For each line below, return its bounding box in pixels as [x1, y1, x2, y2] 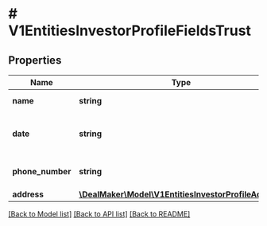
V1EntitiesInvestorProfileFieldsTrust [8, 21, 252, 40]
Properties [8, 53, 62, 67]
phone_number [12, 166, 72, 177]
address [12, 189, 44, 200]
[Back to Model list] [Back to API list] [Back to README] [8, 209, 191, 219]
